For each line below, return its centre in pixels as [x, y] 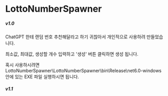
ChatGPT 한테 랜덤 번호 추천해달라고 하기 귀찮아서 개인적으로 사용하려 [75, 37]
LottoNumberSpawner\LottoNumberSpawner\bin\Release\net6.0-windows [83, 71]
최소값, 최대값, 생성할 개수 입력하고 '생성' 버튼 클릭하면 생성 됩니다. [72, 54]
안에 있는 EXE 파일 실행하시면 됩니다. [42, 77]
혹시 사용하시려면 [22, 65]
